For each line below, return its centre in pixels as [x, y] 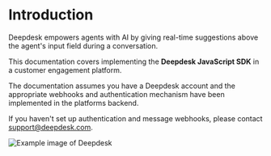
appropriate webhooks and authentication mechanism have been [116, 94]
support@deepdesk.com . [51, 127]
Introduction [51, 15]
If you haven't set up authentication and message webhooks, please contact [135, 118]
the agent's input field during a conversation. [83, 45]
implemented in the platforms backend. [74, 103]
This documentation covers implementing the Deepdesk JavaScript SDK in [134, 61]
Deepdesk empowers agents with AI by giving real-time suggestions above [133, 37]
